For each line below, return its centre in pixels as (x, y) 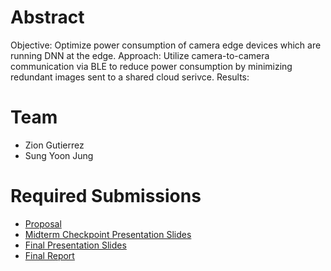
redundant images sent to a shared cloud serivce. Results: (130, 77)
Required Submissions (106, 196)
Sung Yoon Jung (59, 155)
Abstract (47, 17)
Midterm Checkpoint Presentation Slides (108, 234)
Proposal (43, 223)
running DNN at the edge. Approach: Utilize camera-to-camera (140, 55)
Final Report (49, 255)
